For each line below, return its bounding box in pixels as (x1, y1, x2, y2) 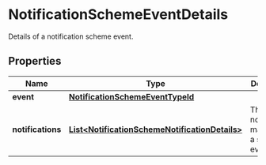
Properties (8, 54, 62, 68)
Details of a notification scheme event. (8, 32, 134, 41)
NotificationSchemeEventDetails (8, 6, 229, 24)
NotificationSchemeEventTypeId (68, 91, 195, 102)
